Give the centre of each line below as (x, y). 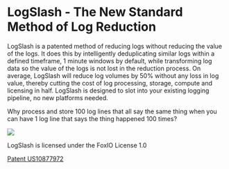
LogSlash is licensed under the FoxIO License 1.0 (77, 145)
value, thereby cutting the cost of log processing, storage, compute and (110, 83)
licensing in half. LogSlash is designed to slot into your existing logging (108, 90)
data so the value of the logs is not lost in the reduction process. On (104, 68)
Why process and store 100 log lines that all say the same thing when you (112, 111)
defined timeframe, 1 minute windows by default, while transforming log (110, 61)
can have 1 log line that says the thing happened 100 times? (92, 118)
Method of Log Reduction (82, 27)
